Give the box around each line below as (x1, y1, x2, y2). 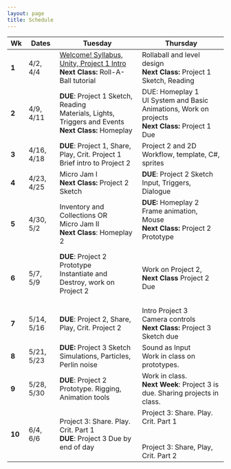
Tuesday (82, 38, 112, 48)
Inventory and (59, 202, 104, 211)
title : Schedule (7, 16, 54, 23)
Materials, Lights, (59, 108, 115, 117)
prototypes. (142, 360, 179, 369)
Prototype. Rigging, (59, 384, 122, 393)
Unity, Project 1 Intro (59, 58, 126, 68)
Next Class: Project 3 (142, 323, 212, 332)
